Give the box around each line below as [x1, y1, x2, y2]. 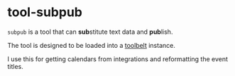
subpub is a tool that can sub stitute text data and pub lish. [7, 27, 173, 36]
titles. [7, 62, 23, 70]
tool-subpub [7, 4, 83, 20]
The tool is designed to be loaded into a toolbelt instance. [7, 41, 175, 49]
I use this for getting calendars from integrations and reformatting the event [7, 54, 229, 63]
